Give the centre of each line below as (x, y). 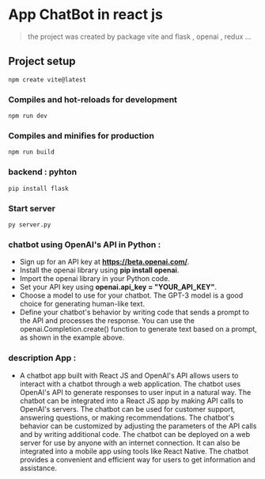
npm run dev (28, 116)
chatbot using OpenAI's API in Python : (85, 245)
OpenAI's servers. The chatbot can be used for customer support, (127, 409)
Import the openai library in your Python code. (95, 279)
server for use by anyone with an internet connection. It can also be (130, 443)
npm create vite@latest (47, 80)
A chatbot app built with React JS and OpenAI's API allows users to (129, 375)
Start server (32, 208)
